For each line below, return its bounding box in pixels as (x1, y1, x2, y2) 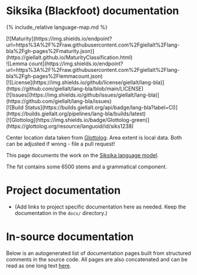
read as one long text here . (6, 262, 72, 269)
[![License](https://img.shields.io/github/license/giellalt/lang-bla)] (6, 78, 165, 86)
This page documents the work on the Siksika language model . (6, 151, 159, 158)
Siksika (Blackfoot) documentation (6, 4, 179, 18)
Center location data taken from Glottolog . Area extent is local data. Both (6, 134, 182, 141)
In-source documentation (6, 230, 134, 244)
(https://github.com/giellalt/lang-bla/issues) (6, 97, 112, 104)
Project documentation (6, 184, 121, 197)
